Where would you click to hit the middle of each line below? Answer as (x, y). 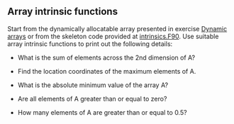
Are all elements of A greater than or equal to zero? (92, 98)
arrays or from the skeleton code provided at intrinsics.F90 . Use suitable (113, 36)
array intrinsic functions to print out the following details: (90, 44)
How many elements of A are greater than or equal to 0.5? (102, 112)
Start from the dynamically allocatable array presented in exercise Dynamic (117, 28)
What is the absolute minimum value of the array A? (93, 85)
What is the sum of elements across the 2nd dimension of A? (106, 57)
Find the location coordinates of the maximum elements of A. (107, 71)
